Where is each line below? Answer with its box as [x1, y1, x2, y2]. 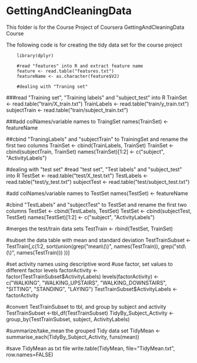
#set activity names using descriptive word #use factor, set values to [6, 260, 173, 268]
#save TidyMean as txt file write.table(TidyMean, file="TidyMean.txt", [6, 345, 175, 352]
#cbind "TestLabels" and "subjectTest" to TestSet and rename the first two [6, 201, 187, 208]
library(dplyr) [16, 52, 54, 58]
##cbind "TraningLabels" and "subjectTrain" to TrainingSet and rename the [6, 136, 188, 143]
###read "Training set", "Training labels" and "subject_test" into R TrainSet [6, 94, 187, 101]
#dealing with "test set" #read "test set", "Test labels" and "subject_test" [6, 166, 182, 173]
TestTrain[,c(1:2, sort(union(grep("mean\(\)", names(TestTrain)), [6, 243, 160, 250]
